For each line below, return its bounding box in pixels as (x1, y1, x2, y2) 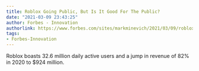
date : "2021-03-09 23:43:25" (6, 14, 78, 20)
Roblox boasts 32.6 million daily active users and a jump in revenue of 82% (6, 53, 190, 59)
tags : (6, 31, 20, 37)
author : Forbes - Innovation (6, 20, 78, 25)
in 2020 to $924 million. (6, 59, 65, 66)
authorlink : (6, 25, 36, 31)
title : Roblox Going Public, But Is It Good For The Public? (6, 8, 161, 15)
